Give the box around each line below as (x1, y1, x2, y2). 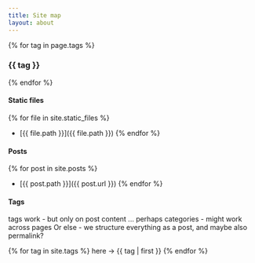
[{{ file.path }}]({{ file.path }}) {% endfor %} (19, 129, 161, 137)
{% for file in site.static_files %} (8, 113, 110, 122)
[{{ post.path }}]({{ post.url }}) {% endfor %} (19, 179, 163, 188)
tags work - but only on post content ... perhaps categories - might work (8, 214, 242, 224)
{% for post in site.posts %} (8, 164, 98, 174)
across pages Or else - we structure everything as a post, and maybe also (8, 223, 248, 232)
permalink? (8, 231, 45, 240)
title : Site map (8, 11, 61, 20)
